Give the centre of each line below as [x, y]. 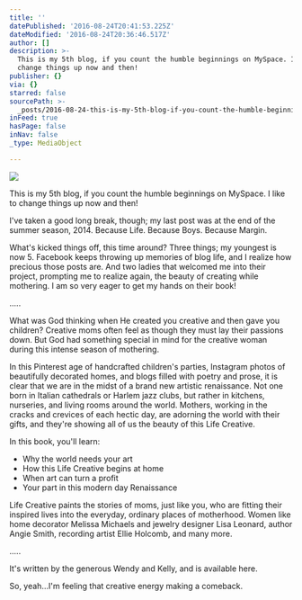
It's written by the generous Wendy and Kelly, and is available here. [133, 569]
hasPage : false [38, 127]
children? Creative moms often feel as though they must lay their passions [147, 330]
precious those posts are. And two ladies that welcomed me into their [138, 266]
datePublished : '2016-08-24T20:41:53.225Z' [92, 26]
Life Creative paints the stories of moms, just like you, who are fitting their [146, 505]
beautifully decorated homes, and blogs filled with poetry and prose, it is [144, 376]
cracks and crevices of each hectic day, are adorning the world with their [145, 414]
